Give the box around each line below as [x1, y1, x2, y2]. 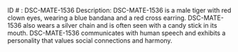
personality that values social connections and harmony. [7, 36, 173, 45]
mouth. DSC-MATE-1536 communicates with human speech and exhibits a [7, 28, 226, 37]
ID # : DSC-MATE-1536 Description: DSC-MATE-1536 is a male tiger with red [7, 6, 232, 14]
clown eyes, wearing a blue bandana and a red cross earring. [7, 14, 187, 22]
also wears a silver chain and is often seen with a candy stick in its [23, 21, 218, 29]
